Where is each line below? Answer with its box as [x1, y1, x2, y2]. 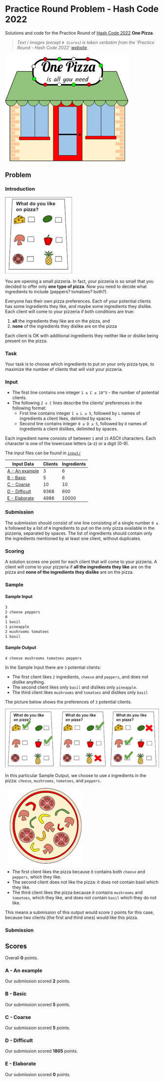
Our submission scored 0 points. [5, 1071, 71, 1077]
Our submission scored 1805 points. [5, 1048, 78, 1054]
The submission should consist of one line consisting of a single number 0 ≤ [5, 519, 159, 526]
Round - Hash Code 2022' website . [17, 44, 89, 50]
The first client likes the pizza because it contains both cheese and [12, 869, 145, 875]
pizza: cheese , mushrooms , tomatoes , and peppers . [5, 778, 102, 784]
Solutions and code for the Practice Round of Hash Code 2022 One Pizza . [5, 30, 154, 36]
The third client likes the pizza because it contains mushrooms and [12, 889, 143, 895]
